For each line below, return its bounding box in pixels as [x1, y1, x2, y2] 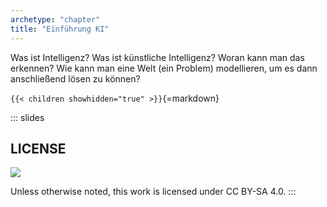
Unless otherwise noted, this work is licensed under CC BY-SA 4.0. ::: [10, 186, 297, 198]
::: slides [10, 111, 45, 123]
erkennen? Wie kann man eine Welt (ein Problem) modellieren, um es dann [10, 62, 318, 74]
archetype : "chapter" [10, 14, 101, 25]
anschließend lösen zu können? [10, 72, 141, 85]
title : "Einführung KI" [10, 24, 110, 34]
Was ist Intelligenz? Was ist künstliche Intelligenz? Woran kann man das [10, 51, 305, 63]
